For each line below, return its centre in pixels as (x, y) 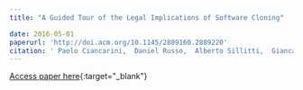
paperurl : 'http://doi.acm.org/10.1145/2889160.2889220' (119, 42)
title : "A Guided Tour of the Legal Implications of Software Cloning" (147, 18)
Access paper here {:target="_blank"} (78, 76)
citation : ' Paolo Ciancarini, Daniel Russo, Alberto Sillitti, (137, 50)
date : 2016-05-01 (42, 34)
